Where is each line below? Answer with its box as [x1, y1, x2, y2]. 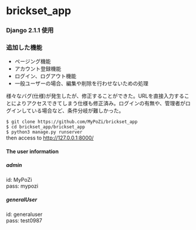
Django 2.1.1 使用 [6, 26, 54, 35]
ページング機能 [14, 58, 51, 65]
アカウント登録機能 [14, 65, 62, 72]
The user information [6, 148, 59, 155]
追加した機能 [6, 44, 43, 52]
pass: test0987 [6, 216, 42, 224]
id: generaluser [6, 211, 43, 218]
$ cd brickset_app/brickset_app [6, 124, 85, 130]
